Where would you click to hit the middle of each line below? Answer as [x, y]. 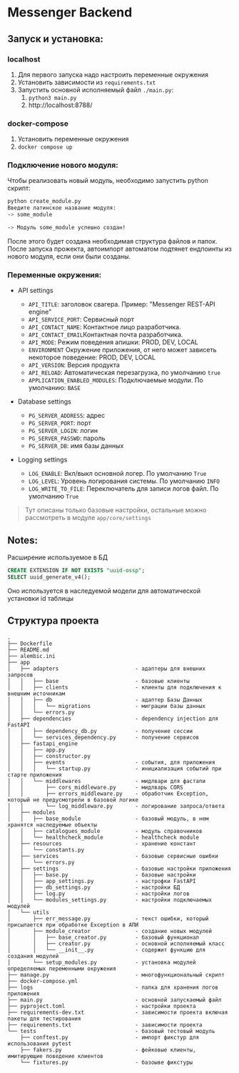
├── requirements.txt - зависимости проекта [105, 1025]
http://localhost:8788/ [60, 105]
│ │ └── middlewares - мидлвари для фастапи [106, 781]
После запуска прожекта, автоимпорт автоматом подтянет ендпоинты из [119, 249]
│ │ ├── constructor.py [49, 756]
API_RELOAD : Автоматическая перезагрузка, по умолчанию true [124, 373]
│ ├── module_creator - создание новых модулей [110, 931]
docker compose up [45, 147]
